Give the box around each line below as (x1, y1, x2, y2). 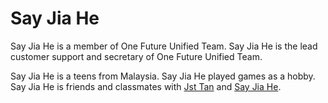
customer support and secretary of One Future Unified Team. (10, 50, 263, 62)
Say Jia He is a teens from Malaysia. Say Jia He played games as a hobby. (10, 70, 316, 82)
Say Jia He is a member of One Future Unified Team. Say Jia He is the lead (10, 40, 318, 52)
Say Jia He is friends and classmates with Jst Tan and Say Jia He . (10, 80, 282, 92)
